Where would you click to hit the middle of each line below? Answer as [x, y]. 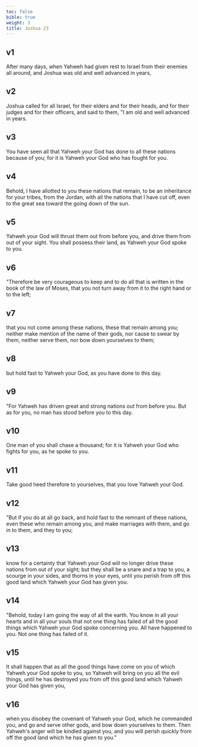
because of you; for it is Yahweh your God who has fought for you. [87, 157]
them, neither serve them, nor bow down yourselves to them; [80, 340]
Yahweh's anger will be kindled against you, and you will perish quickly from [99, 732]
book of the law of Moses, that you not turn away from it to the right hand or [99, 288]
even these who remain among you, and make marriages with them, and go [98, 524]
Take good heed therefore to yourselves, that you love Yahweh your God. [95, 485]
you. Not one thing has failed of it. [47, 634]
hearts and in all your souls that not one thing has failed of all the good [92, 621]
